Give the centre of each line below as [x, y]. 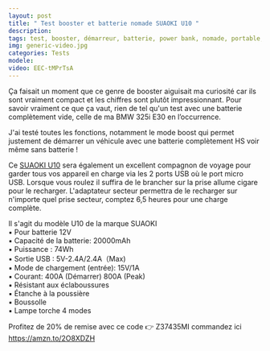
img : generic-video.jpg [48, 46]
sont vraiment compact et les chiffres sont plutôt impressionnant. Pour [125, 99]
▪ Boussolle [27, 302]
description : [30, 31]
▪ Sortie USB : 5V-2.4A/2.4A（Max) [67, 258]
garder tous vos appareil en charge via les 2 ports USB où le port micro [126, 173]
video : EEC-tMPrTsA [41, 68]
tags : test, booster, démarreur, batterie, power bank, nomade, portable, [136, 38]
